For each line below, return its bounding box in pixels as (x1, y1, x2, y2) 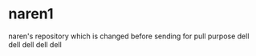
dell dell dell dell (8, 39, 62, 49)
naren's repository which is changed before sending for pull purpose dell (8, 31, 250, 41)
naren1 (8, 5, 54, 23)
